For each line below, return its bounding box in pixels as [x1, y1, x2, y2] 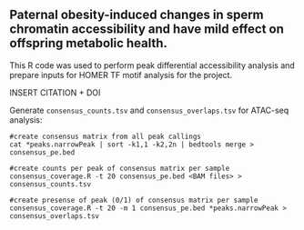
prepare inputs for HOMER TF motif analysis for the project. [9, 69, 233, 80]
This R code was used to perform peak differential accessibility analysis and [9, 59, 296, 71]
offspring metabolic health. [9, 35, 168, 51]
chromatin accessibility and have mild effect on [9, 22, 285, 37]
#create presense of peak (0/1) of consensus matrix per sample [9, 195, 258, 205]
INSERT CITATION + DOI [9, 86, 101, 98]
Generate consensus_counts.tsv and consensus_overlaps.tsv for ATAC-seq [9, 105, 289, 115]
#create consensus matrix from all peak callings [9, 132, 202, 141]
